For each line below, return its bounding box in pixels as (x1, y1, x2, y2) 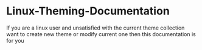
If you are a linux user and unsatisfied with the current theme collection (6, 24, 185, 31)
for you (6, 37, 24, 44)
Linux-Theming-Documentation (6, 4, 170, 18)
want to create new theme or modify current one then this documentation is (6, 30, 196, 37)
